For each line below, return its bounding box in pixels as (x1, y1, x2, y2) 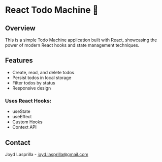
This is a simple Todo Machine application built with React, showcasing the (5, 37, 157, 43)
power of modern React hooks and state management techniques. (5, 42, 139, 48)
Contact (5, 138, 31, 147)
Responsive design (12, 85, 51, 91)
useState (12, 108, 31, 114)
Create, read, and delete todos (12, 69, 75, 75)
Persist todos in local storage (12, 75, 71, 81)
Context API (12, 124, 37, 130)
